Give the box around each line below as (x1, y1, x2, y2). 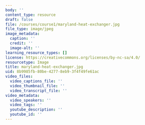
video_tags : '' (10, 103, 42, 108)
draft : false (5, 17, 33, 22)
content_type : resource (5, 12, 56, 17)
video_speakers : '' (10, 97, 52, 103)
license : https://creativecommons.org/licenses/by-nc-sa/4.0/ (5, 55, 140, 60)
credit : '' (10, 41, 33, 46)
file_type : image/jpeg (5, 27, 54, 32)
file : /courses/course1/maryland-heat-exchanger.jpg (5, 21, 120, 27)
